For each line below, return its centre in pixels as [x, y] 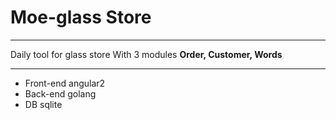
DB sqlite [43, 104]
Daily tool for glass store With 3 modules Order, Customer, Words [146, 54]
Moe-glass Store [81, 17]
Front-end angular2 [65, 83]
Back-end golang [60, 93]
